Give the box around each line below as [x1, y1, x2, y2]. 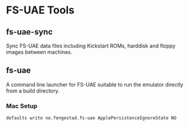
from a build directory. [6, 87, 60, 94]
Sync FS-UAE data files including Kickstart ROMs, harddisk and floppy [6, 42, 176, 49]
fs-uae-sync [6, 27, 53, 37]
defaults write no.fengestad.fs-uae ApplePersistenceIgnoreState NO [6, 115, 177, 121]
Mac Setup [6, 102, 38, 110]
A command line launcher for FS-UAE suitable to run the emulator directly [6, 81, 184, 88]
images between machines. [6, 49, 73, 56]
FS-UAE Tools [6, 4, 75, 17]
